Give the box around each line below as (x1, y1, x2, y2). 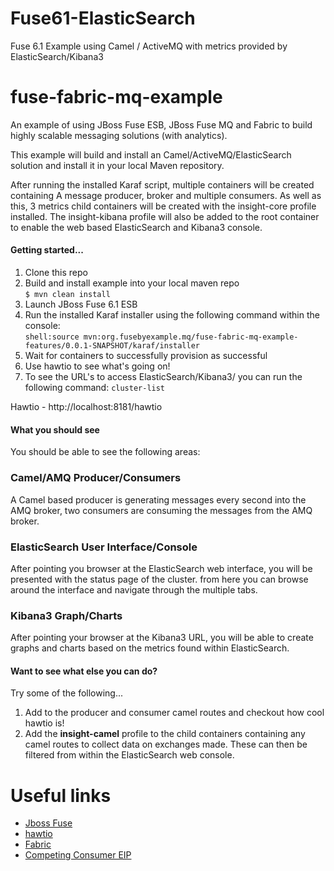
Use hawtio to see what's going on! (24, 360, 171, 372)
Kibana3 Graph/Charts (10, 608, 123, 622)
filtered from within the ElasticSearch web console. (24, 749, 235, 761)
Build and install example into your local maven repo (24, 277, 240, 289)
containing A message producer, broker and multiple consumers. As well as (10, 189, 322, 201)
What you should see (10, 423, 100, 436)
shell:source (24, 332, 80, 342)
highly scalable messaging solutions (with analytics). (10, 129, 228, 141)
